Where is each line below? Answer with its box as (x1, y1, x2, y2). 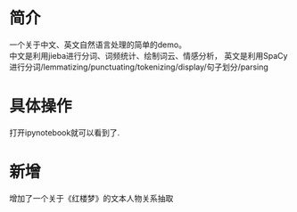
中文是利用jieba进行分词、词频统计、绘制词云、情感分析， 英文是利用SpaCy (9, 50, 288, 61)
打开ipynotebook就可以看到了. (9, 126, 120, 138)
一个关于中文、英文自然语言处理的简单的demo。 (9, 39, 187, 50)
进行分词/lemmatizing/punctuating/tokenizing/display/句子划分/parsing (9, 61, 269, 72)
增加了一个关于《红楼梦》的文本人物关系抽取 (9, 192, 174, 203)
